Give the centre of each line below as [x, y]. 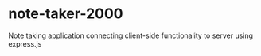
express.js [25, 43]
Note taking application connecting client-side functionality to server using [130, 35]
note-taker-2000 [66, 14]
